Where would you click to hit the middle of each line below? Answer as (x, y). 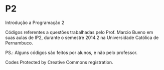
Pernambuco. (19, 42)
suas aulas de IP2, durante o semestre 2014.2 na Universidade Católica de (82, 37)
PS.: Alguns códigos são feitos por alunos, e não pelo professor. (71, 52)
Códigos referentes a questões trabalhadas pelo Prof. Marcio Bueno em (79, 32)
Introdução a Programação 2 (35, 22)
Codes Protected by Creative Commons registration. (59, 62)
